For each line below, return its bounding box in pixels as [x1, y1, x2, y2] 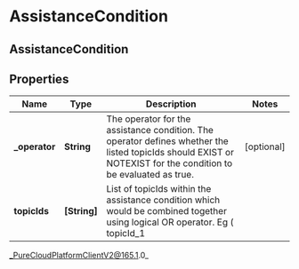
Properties [9, 71, 69, 86]
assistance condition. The [106, 124, 214, 137]
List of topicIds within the [106, 183, 212, 195]
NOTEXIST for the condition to [106, 157, 233, 170]
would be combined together [106, 205, 227, 218]
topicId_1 [106, 227, 145, 240]
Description [145, 98, 198, 110]
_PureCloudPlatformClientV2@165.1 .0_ [9, 250, 149, 261]
